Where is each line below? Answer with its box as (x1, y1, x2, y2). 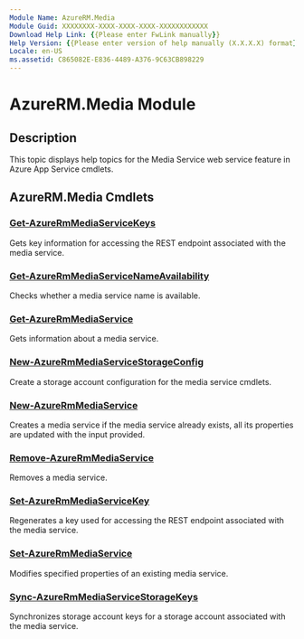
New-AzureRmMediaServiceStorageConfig (9, 356, 204, 369)
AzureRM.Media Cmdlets (9, 190, 155, 205)
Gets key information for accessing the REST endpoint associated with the (9, 237, 287, 249)
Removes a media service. (9, 472, 108, 484)
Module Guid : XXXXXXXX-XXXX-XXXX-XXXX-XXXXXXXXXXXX (9, 22, 208, 31)
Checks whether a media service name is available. (9, 290, 201, 301)
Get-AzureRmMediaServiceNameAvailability (9, 269, 210, 282)
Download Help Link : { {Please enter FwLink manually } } (9, 30, 221, 39)
